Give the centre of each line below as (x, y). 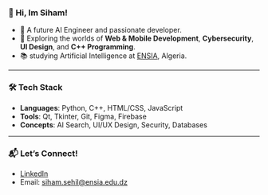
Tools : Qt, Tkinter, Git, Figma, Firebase (83, 116)
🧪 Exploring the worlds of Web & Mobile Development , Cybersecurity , (136, 38)
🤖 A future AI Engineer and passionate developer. (100, 30)
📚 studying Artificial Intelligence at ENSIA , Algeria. (103, 56)
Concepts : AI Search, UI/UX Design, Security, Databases (113, 125)
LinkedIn (34, 174)
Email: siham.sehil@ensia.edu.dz (73, 181)
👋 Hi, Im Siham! (38, 13)
